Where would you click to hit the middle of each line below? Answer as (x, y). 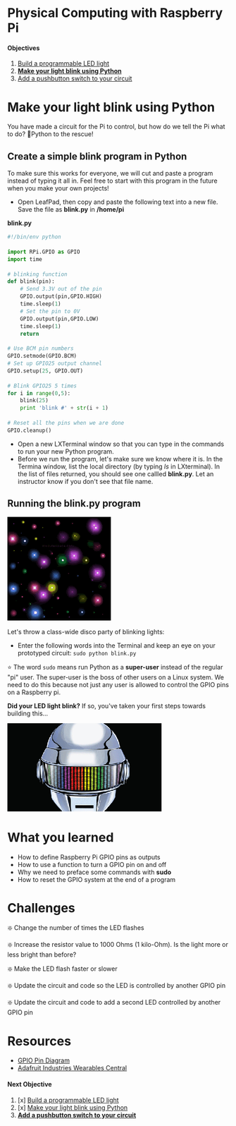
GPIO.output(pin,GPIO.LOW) (60, 319)
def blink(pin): (31, 281)
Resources (39, 1041)
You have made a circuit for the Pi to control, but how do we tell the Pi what (116, 127)
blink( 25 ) (35, 401)
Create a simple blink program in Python (97, 156)
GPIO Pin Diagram (44, 1060)
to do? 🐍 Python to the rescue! (50, 134)
